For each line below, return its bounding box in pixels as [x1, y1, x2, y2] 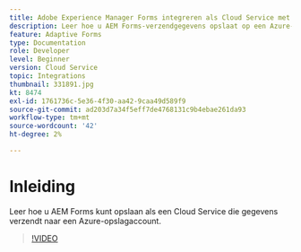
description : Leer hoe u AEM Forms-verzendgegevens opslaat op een [9, 22, 267, 30]
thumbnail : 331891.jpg [9, 80, 94, 89]
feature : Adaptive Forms [9, 30, 102, 39]
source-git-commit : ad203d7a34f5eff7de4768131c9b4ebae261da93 [9, 105, 246, 114]
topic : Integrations [9, 72, 87, 81]
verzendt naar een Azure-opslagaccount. [9, 215, 161, 226]
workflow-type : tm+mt [9, 113, 90, 122]
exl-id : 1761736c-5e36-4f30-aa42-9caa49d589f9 [9, 96, 186, 106]
